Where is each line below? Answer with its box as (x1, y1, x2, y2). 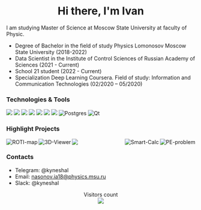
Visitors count (83, 191, 118, 198)
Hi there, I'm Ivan (58, 4, 144, 18)
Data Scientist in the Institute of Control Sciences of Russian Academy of (14, 55, 196, 62)
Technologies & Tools (6, 95, 70, 103)
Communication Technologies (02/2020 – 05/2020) (14, 80, 143, 88)
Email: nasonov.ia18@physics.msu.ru (14, 173, 106, 180)
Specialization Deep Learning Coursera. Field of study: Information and (14, 74, 191, 81)
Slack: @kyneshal (14, 179, 59, 187)
